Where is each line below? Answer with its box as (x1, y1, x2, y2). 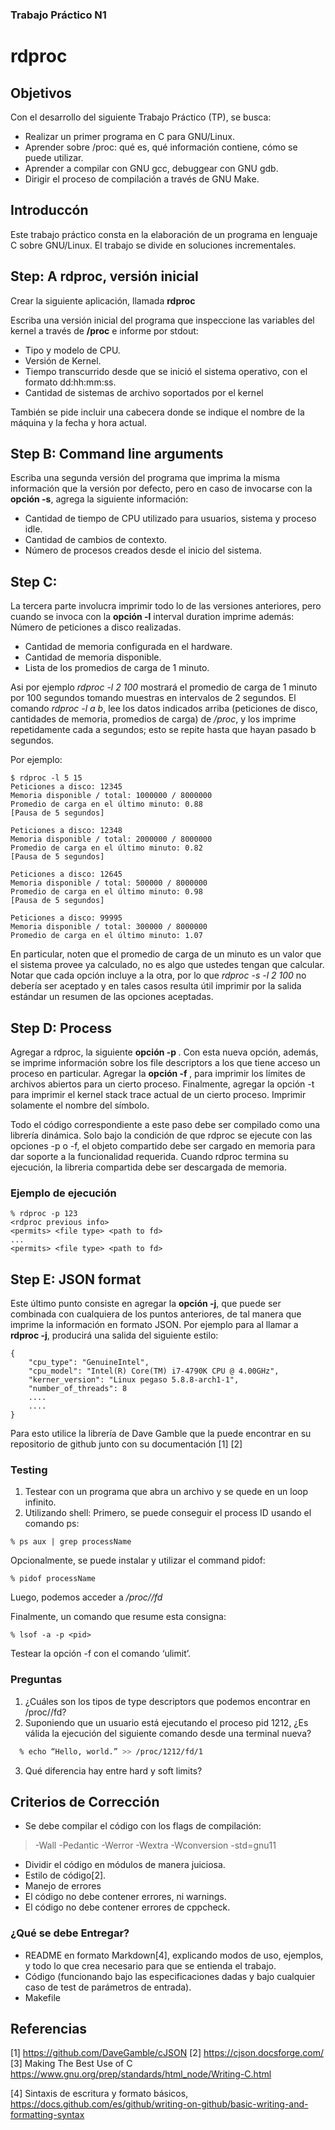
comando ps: (24, 1518, 80, 1530)
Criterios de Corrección (10, 1793, 160, 1810)
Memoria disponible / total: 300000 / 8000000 (10, 922, 208, 932)
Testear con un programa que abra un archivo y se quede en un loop (24, 1486, 309, 1498)
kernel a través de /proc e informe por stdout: (10, 324, 199, 337)
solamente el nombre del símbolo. (10, 1099, 150, 1111)
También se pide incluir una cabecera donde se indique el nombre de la (10, 406, 305, 418)
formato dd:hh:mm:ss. (24, 376, 117, 388)
